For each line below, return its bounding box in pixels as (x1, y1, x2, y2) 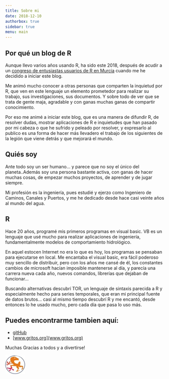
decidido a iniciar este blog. (5, 73, 63, 79)
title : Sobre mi (5, 8, 39, 13)
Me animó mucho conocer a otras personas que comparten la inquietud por (5, 82, 163, 88)
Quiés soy (5, 150, 38, 159)
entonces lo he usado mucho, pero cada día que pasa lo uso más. (5, 301, 142, 308)
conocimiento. (5, 104, 35, 110)
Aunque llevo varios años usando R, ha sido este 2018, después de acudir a (5, 62, 162, 68)
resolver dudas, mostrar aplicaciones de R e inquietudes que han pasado (5, 119, 157, 125)
